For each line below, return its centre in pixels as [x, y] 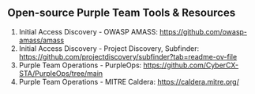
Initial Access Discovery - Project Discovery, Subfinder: [109, 48]
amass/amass [41, 40]
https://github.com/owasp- [204, 31]
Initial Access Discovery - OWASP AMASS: [88, 31]
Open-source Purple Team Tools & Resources [122, 13]
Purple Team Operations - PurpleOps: [80, 65]
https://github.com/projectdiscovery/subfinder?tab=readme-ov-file [128, 56]
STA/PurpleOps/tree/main [61, 73]
